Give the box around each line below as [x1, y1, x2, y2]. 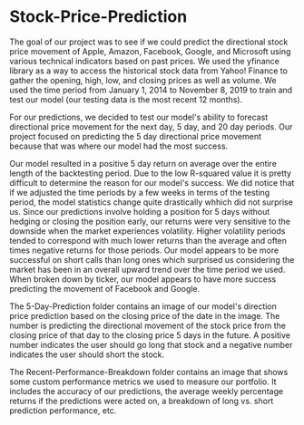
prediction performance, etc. [9, 405, 117, 416]
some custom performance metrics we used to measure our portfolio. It [9, 376, 277, 387]
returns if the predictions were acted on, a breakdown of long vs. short [9, 395, 274, 406]
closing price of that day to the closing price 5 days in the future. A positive [9, 329, 290, 341]
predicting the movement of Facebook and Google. [9, 283, 201, 294]
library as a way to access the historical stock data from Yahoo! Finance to [9, 65, 289, 76]
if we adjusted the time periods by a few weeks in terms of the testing [9, 187, 270, 198]
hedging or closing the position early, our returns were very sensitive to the [9, 216, 291, 227]
